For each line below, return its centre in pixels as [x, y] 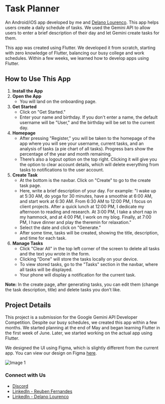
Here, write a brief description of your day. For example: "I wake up [88, 190]
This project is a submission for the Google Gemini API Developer [71, 317]
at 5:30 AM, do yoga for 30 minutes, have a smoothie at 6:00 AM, [86, 196]
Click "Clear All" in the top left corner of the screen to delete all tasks [90, 248]
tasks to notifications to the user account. [62, 170]
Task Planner [33, 9]
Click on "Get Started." [43, 112]
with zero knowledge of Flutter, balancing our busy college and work [75, 53]
